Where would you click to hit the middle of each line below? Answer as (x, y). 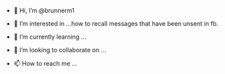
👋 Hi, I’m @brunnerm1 (44, 11)
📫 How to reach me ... (45, 63)
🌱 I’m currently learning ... (50, 37)
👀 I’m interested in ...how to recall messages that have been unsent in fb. (116, 23)
